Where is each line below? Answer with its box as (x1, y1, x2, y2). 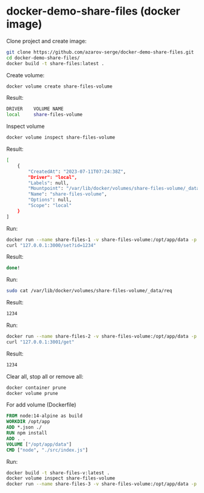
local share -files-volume (6, 111, 83, 118)
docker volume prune (6, 390, 59, 396)
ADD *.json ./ (6, 424, 42, 430)
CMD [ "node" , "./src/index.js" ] (6, 447, 88, 453)
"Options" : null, (28, 197, 72, 203)
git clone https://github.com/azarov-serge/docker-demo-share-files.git (6, 49, 194, 55)
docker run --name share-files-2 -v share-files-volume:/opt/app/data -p (6, 334, 197, 340)
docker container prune (6, 385, 67, 391)
